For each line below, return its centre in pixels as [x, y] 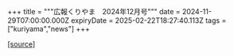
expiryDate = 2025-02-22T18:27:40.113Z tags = [148, 21]
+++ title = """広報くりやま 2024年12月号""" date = [94, 11]
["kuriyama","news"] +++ [49, 29]
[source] [21, 44]
